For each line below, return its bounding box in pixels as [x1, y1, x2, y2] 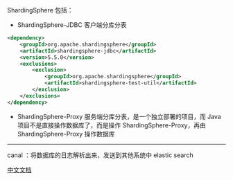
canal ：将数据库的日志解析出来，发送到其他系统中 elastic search [7, 151, 193, 159]
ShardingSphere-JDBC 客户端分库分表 [17, 21, 127, 29]
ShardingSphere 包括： [7, 6, 74, 14]
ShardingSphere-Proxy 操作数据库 [17, 129, 115, 138]
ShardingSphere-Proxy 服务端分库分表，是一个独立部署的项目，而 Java [17, 112, 222, 120]
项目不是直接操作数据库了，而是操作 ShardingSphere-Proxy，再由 [17, 120, 206, 129]
